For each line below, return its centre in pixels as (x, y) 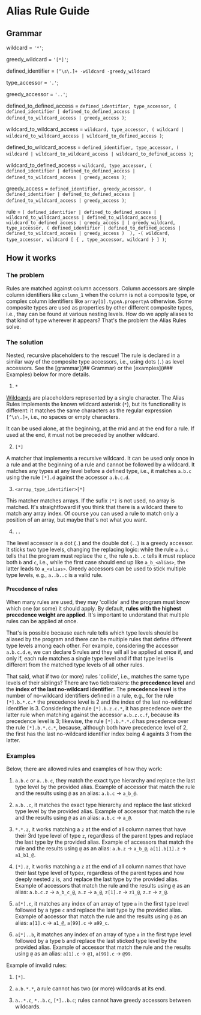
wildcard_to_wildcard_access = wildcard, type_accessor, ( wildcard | (95, 129)
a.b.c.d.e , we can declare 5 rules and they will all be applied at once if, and (100, 652)
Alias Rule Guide (48, 11)
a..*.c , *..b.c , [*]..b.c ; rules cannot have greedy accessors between (103, 1000)
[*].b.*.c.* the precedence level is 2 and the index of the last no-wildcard (99, 702)
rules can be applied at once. (42, 621)
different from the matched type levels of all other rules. (75, 665)
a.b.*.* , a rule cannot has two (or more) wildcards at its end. (90, 989)
